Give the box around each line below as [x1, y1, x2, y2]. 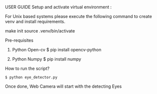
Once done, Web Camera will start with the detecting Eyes [5, 83, 122, 89]
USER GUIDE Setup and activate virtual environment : [5, 4, 112, 10]
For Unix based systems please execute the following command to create [5, 14, 152, 19]
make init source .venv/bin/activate [5, 28, 75, 33]
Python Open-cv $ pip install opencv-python [12, 47, 102, 52]
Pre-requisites [5, 37, 34, 43]
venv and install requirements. [5, 19, 66, 24]
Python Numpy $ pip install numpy [12, 56, 82, 62]
